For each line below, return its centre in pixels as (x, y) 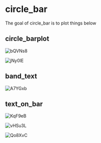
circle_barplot (27, 39)
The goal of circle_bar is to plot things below (51, 23)
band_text (21, 76)
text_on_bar (24, 104)
